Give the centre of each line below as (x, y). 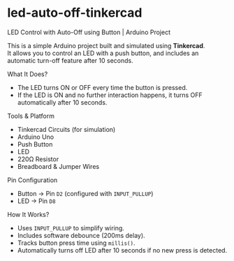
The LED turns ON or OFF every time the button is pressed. (102, 87)
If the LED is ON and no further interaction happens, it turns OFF (110, 95)
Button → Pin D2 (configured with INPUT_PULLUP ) (85, 193)
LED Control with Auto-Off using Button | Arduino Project (89, 32)
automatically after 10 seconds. (62, 102)
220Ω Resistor (38, 159)
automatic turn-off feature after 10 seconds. (71, 60)
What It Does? (28, 74)
